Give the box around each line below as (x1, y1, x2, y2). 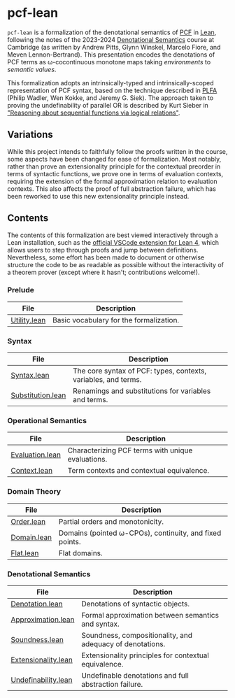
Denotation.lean (10, 599, 63, 609)
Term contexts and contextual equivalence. (67, 466, 210, 476)
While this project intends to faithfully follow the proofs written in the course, (7, 147, 228, 155)
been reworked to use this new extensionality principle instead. (7, 192, 190, 200)
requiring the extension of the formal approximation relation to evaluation (7, 177, 218, 185)
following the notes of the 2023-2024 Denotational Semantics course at (7, 35, 215, 43)
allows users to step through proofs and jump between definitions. (7, 245, 199, 254)
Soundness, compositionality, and (81, 631, 193, 641)
